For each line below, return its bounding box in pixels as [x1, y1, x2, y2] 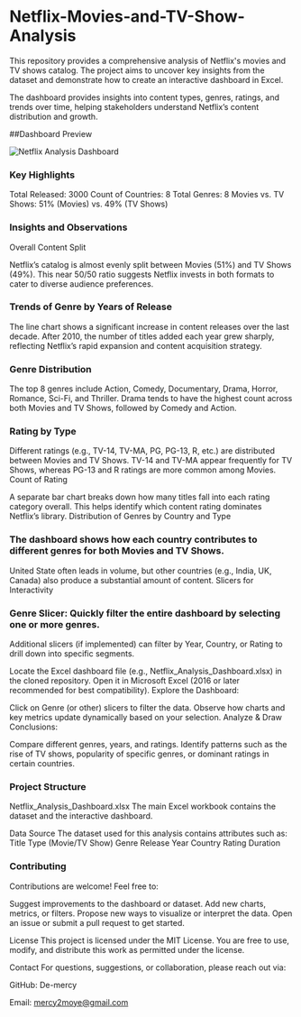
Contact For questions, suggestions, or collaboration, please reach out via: [9, 962, 287, 973]
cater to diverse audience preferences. [9, 278, 154, 289]
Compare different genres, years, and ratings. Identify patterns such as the [9, 739, 287, 750]
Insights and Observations [9, 221, 128, 234]
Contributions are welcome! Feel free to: [9, 881, 160, 892]
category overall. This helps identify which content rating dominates [9, 501, 262, 512]
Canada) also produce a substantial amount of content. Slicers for [9, 574, 254, 585]
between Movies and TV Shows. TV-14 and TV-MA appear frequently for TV [9, 455, 293, 466]
